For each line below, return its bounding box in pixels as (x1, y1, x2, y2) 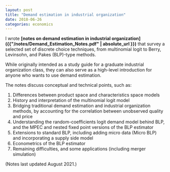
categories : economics (5, 21, 53, 27)
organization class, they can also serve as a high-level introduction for (5, 67, 152, 73)
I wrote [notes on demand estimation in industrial (5, 36, 111, 42)
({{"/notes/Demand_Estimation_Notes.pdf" (5, 41, 99, 47)
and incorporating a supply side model (12, 135, 93, 141)
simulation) (12, 151, 37, 157)
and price (12, 114, 33, 120)
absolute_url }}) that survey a (103, 41, 165, 47)
